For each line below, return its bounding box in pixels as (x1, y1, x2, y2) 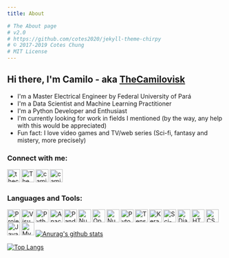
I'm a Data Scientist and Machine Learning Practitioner (17, 99, 172, 108)
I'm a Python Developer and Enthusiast (17, 106, 127, 115)
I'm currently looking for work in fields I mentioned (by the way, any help (17, 114, 223, 122)
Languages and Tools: (7, 194, 83, 204)
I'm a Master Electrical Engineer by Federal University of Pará (17, 92, 191, 100)
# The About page (7, 22, 57, 30)
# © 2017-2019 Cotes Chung (7, 42, 85, 49)
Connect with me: (7, 153, 68, 163)
